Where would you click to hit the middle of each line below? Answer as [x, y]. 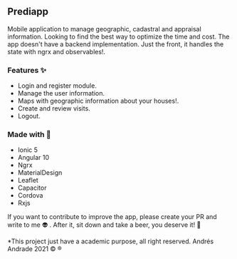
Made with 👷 [29, 135]
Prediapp [28, 12]
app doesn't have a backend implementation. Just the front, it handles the [116, 44]
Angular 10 [33, 158]
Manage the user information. [61, 93]
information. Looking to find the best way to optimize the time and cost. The [118, 36]
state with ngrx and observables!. [56, 51]
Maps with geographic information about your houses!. [98, 101]
